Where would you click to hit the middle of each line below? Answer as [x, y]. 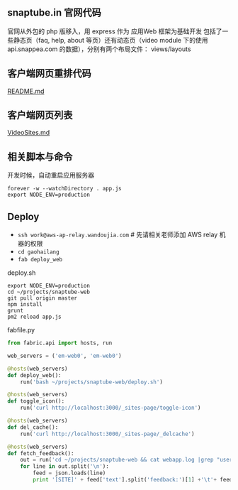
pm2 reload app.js [34, 317]
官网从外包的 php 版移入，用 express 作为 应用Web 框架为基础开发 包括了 [115, 31]
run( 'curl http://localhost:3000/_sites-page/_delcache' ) [107, 434]
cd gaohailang [38, 252]
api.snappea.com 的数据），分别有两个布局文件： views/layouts [99, 49]
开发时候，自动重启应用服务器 [51, 175]
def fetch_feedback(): [41, 453]
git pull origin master [42, 298]
